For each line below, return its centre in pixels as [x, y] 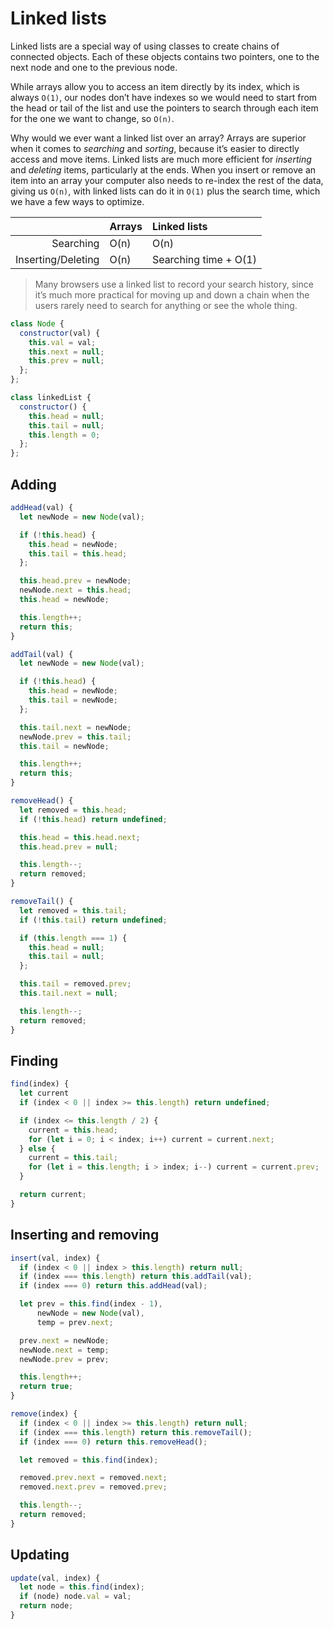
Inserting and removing [85, 1235]
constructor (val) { [60, 333]
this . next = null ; [66, 352]
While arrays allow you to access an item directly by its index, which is [155, 86]
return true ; [46, 1387]
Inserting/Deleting [57, 259]
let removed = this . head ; [73, 810]
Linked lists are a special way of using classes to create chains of [145, 46]
